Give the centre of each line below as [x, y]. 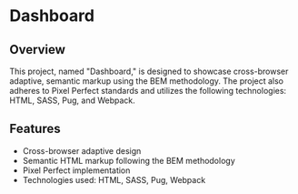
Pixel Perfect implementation [76, 170]
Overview [38, 50]
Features [35, 129]
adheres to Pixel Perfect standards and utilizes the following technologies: [148, 91]
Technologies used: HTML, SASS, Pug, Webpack [114, 179]
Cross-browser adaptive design [82, 150]
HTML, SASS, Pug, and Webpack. [73, 100]
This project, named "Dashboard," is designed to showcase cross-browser [149, 71]
